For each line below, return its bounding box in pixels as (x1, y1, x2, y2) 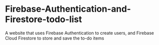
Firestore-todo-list (5, 14, 82, 25)
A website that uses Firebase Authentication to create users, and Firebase (5, 30, 154, 36)
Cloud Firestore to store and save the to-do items (5, 35, 104, 41)
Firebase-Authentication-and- (5, 3, 131, 15)
